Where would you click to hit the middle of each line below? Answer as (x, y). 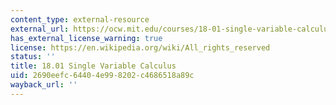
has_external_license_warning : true (86, 38)
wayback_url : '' (44, 85)
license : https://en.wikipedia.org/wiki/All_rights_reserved (140, 47)
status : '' (33, 57)
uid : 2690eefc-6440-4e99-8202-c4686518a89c (102, 76)
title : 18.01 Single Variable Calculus (93, 66)
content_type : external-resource (80, 19)
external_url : (40, 29)
